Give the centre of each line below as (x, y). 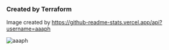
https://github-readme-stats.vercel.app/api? (107, 23)
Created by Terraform (39, 9)
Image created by (28, 23)
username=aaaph (28, 29)
